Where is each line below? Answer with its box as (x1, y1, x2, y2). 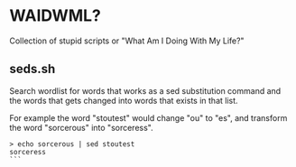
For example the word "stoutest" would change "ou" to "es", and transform (9, 112, 288, 123)
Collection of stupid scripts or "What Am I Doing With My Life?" (9, 35, 245, 46)
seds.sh (9, 61, 56, 77)
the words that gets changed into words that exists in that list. (9, 95, 238, 106)
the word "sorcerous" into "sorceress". (9, 122, 153, 133)
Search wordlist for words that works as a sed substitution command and (9, 85, 282, 96)
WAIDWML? (9, 5, 101, 26)
